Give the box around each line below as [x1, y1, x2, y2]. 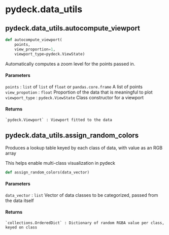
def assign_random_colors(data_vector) [5, 169, 90, 175]
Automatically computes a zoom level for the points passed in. [5, 61, 136, 67]
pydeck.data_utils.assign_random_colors [5, 131, 139, 140]
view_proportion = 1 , [14, 47, 56, 52]
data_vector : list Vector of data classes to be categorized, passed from [5, 192, 158, 198]
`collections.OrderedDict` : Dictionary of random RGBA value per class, [5, 220, 165, 225]
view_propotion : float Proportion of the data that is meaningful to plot [5, 89, 153, 95]
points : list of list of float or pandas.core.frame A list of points [5, 83, 143, 90]
